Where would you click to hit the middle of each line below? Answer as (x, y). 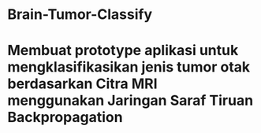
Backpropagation (65, 118)
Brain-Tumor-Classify (80, 15)
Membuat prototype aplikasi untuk (123, 51)
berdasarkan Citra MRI (83, 84)
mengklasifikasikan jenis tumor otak (129, 67)
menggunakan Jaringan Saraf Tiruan (130, 101)
